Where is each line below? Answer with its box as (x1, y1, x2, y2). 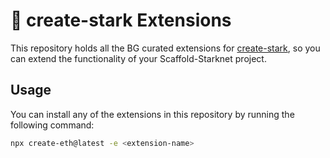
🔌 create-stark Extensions (10, 9, 232, 32)
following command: (10, 119, 95, 131)
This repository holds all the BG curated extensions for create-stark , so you (10, 42, 321, 54)
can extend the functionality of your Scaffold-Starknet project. (10, 52, 267, 64)
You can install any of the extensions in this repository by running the (10, 108, 295, 120)
